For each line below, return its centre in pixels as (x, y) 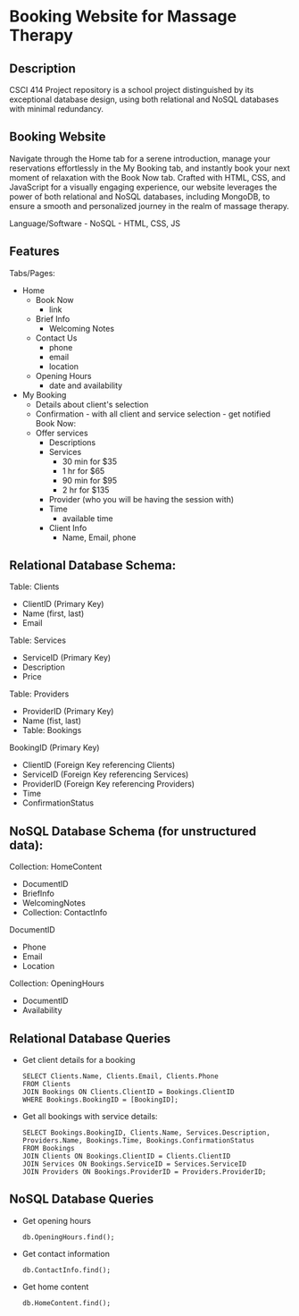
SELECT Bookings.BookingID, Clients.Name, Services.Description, (146, 1133)
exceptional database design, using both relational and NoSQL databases (144, 99)
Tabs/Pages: (32, 273)
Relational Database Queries (90, 1038)
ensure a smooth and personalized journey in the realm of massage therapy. (149, 206)
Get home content (55, 1286)
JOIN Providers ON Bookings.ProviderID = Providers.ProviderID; (144, 1172)
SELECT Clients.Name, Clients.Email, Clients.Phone (120, 1076)
